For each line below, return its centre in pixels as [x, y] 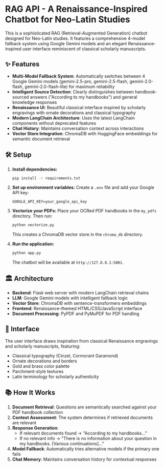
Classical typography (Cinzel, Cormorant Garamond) [65, 355]
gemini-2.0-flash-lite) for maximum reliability [70, 87]
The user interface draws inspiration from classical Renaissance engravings [82, 341]
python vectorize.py [33, 225]
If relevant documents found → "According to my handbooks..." [83, 433]
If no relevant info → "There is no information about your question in [88, 438]
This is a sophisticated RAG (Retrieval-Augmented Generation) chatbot [76, 33]
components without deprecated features [54, 123]
